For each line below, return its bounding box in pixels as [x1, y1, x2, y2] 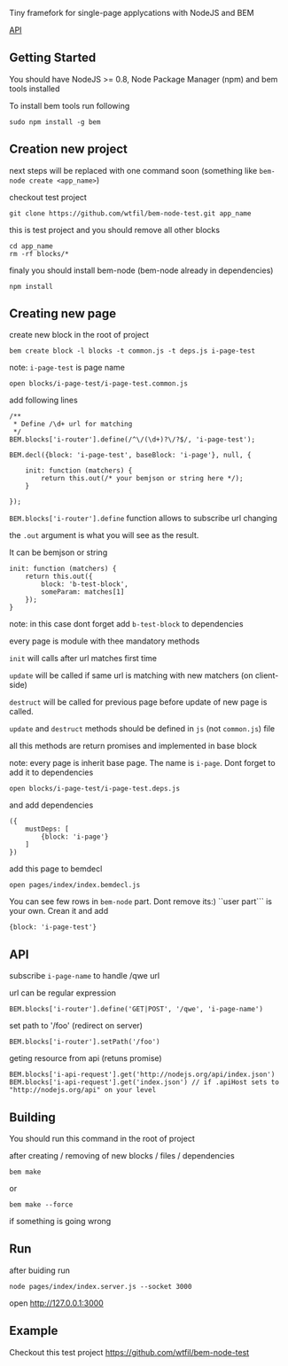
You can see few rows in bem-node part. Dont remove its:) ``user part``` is [9, 896, 273, 907]
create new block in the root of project [9, 330, 149, 340]
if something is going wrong [9, 1216, 112, 1227]
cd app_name [9, 241, 53, 251]
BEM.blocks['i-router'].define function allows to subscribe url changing [9, 513, 277, 524]
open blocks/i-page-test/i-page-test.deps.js [9, 784, 180, 793]
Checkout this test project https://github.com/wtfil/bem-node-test [9, 1346, 250, 1357]
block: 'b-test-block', [41, 580, 128, 589]
